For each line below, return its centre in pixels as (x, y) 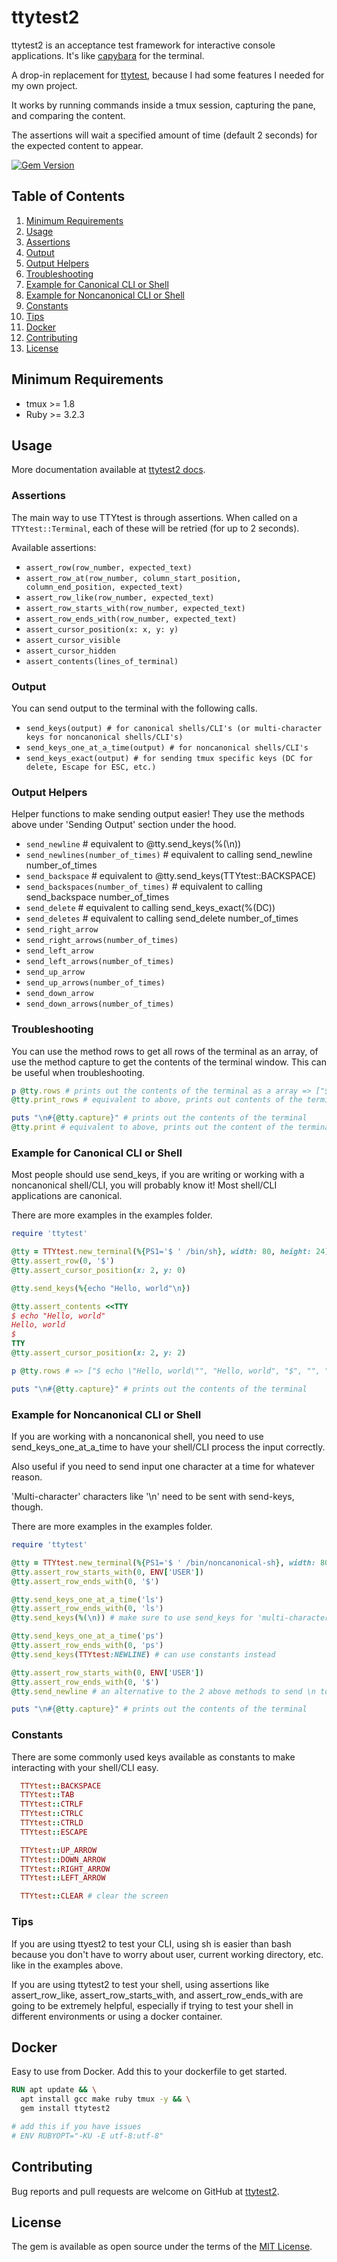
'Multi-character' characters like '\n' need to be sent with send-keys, (153, 1497)
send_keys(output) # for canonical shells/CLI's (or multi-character (174, 728)
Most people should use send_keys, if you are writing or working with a (158, 1175)
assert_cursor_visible (73, 640)
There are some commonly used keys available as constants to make (153, 1757)
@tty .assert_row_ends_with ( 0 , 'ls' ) (87, 1609)
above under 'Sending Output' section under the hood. (124, 825)
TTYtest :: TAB (47, 1795)
